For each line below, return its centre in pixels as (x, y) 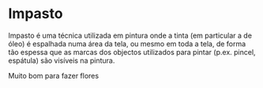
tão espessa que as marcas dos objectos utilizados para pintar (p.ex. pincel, (132, 52)
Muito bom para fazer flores (54, 75)
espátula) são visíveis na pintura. (62, 60)
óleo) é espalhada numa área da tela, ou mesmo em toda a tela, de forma (127, 43)
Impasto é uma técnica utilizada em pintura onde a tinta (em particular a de (130, 35)
